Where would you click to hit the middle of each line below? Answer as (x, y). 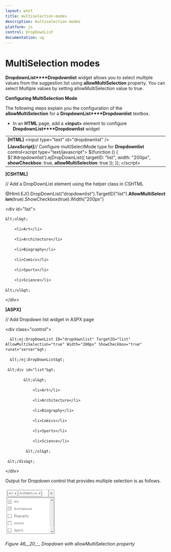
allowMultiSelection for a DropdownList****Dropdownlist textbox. (78, 113)
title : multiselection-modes (36, 16)
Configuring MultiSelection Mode (41, 98)
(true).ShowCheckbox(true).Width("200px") (58, 199)
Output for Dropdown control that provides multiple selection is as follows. (83, 481)
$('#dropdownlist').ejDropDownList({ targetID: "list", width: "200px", (79, 157)
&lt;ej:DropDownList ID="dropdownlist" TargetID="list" (70, 339)
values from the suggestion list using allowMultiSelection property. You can (85, 83)
